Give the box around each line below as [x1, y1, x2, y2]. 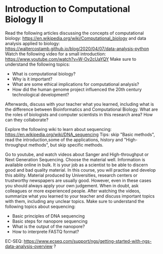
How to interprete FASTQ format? [12, 229, 79, 234]
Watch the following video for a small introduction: [5, 51, 106, 57]
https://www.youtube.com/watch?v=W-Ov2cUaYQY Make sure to [5, 56, 137, 62]
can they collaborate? [5, 117, 49, 123]
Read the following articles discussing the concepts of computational [5, 30, 144, 36]
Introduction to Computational [5, 3, 130, 15]
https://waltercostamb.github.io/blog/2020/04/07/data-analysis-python [5, 46, 149, 51]
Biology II [5, 14, 43, 25]
